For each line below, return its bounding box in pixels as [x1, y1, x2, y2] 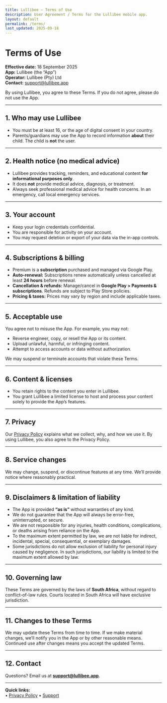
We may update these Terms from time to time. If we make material [5, 630, 143, 636]
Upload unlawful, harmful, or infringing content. [12, 341, 110, 347]
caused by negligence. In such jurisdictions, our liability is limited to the [12, 549, 159, 555]
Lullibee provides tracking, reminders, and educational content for [12, 170, 148, 176]
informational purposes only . [12, 175, 74, 181]
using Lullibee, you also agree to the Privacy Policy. [5, 436, 110, 442]
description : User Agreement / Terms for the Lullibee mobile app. [5, 12, 148, 17]
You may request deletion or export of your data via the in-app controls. [12, 234, 160, 240]
